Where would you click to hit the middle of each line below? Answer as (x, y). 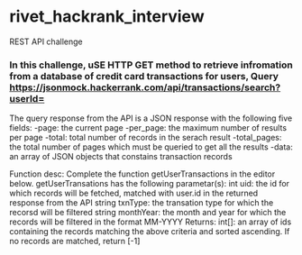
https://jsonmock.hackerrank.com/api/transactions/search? (145, 87)
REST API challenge (46, 41)
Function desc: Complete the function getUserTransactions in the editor (142, 174)
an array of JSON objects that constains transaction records (121, 157)
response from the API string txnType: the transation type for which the (142, 203)
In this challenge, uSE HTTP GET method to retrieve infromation (151, 65)
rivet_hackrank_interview (107, 17)
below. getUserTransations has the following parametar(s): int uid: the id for (150, 184)
